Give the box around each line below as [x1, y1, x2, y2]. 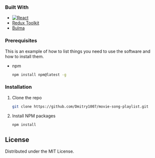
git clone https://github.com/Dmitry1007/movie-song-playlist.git [12, 104, 149, 109]
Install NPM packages [12, 113, 56, 119]
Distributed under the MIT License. [5, 148, 74, 154]
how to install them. [5, 53, 44, 59]
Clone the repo [12, 95, 42, 100]
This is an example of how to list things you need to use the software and [5, 48, 151, 54]
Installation [5, 84, 32, 91]
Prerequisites [5, 37, 37, 44]
